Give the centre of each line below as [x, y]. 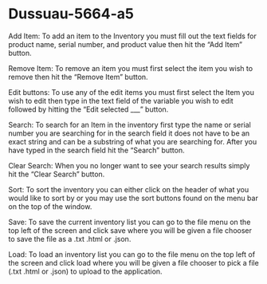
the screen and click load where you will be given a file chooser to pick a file [133, 262]
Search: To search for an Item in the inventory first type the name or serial [130, 124]
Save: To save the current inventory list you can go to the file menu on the [130, 222]
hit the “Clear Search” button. [57, 174]
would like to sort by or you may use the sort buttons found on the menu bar [133, 198]
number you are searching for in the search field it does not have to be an [129, 133]
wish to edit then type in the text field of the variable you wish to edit [121, 101]
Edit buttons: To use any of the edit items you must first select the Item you [132, 92]
